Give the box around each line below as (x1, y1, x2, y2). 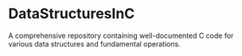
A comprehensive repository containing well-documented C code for (8, 31, 234, 40)
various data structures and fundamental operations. (8, 39, 181, 48)
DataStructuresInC (8, 5, 135, 23)
